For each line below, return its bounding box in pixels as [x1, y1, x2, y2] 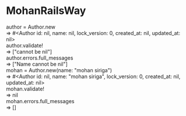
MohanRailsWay [6, 4, 86, 17]
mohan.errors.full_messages [6, 97, 75, 104]
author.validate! [6, 42, 44, 49]
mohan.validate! [6, 85, 45, 92]
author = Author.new [6, 23, 56, 30]
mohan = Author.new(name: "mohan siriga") [6, 66, 113, 73]
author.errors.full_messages [6, 54, 73, 61]
